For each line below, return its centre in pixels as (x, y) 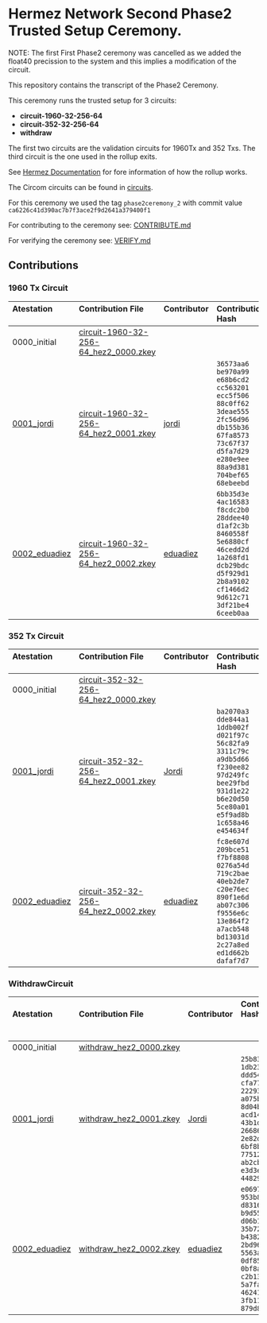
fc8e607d (233, 841)
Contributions (43, 266)
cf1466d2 (233, 589)
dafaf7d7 (233, 961)
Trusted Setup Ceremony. (95, 31)
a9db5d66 (233, 759)
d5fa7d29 (233, 451)
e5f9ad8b (233, 814)
